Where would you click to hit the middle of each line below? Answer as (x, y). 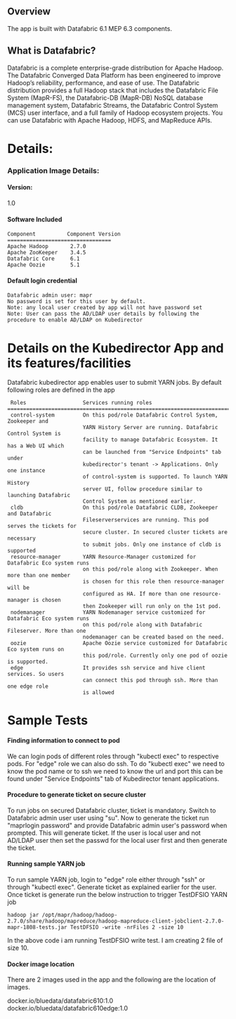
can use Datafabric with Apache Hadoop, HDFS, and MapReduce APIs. (110, 120)
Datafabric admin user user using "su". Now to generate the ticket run (108, 817)
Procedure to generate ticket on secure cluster (77, 795)
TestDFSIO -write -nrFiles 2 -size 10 (127, 927)
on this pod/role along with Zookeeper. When (150, 569)
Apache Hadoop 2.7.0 (47, 247)
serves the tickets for (42, 526)
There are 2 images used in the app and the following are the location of (112, 980)
